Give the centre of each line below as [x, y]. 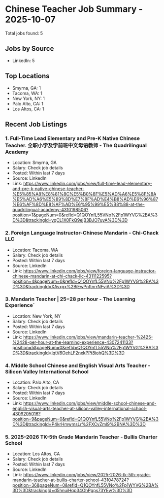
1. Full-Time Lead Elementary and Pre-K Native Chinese [73, 138]
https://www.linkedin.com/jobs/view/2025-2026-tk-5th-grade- [87, 475]
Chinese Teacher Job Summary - [74, 9]
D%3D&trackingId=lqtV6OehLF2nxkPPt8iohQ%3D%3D [68, 353]
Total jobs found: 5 [24, 33]
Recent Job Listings [36, 124]
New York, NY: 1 [29, 98]
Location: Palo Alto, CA [35, 382]
